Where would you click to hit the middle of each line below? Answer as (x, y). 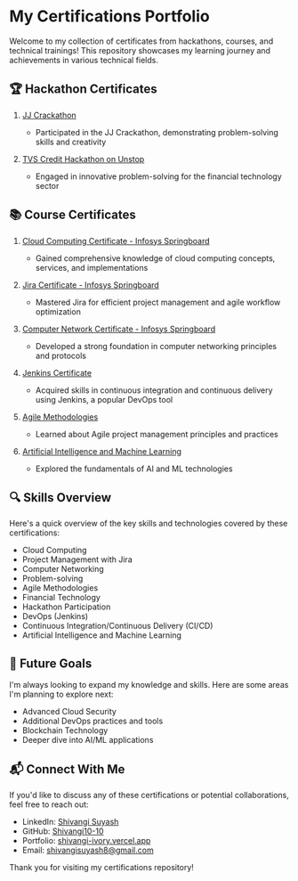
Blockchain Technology (65, 730)
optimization (58, 311)
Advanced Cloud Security (69, 712)
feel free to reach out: (49, 804)
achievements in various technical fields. (84, 60)
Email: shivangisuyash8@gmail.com (88, 850)
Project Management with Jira (77, 559)
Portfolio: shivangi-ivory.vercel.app (86, 840)
